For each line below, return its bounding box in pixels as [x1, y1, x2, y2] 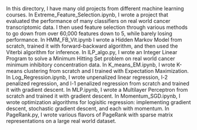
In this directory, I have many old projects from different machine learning [6, 5, 184, 12]
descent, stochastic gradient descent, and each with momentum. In [6, 105, 169, 112]
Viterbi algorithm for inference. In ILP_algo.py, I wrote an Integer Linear [6, 49, 178, 55]
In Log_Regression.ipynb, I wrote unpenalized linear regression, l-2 [6, 74, 168, 81]
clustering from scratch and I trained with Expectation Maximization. [24, 68, 189, 74]
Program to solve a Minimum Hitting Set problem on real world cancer [6, 55, 175, 62]
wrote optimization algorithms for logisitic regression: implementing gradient [6, 99, 191, 105]
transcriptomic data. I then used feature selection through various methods [6, 24, 188, 31]
